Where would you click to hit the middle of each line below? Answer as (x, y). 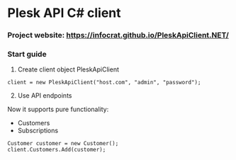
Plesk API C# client (64, 13)
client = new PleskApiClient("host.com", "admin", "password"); (104, 83)
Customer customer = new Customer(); (63, 144)
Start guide (27, 55)
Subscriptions (38, 131)
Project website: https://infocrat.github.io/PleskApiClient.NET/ (118, 35)
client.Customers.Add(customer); (57, 150)
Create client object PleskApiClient (68, 69)
